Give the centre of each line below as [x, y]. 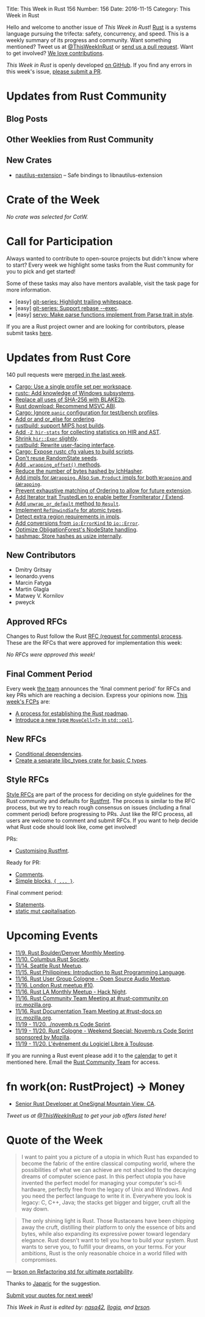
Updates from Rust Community [86, 96]
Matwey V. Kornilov [39, 596]
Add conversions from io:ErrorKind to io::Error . [77, 523]
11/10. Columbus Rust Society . [52, 959]
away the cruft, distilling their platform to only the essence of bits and [109, 1227]
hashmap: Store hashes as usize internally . [69, 536]
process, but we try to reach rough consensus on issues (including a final [99, 807]
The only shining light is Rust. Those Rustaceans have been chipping [108, 1221]
